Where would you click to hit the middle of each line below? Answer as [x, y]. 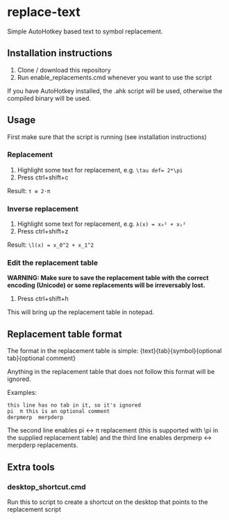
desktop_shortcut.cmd [46, 487]
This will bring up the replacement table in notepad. [81, 312]
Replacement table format [65, 334]
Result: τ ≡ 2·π [29, 190]
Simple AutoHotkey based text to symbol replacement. [85, 31]
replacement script [34, 509]
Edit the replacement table [53, 263]
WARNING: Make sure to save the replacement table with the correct [108, 278]
